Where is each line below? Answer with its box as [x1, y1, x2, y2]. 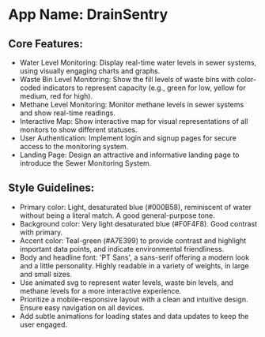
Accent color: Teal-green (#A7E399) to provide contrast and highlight [19, 235, 247, 245]
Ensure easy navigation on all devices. [19, 302, 145, 313]
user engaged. [19, 320, 68, 329]
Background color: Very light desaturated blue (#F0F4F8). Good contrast [19, 219, 258, 228]
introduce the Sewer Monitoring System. [19, 159, 152, 167]
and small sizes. [19, 269, 73, 279]
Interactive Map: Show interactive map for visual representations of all [19, 117, 248, 125]
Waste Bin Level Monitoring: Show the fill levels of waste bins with [19, 75, 236, 84]
